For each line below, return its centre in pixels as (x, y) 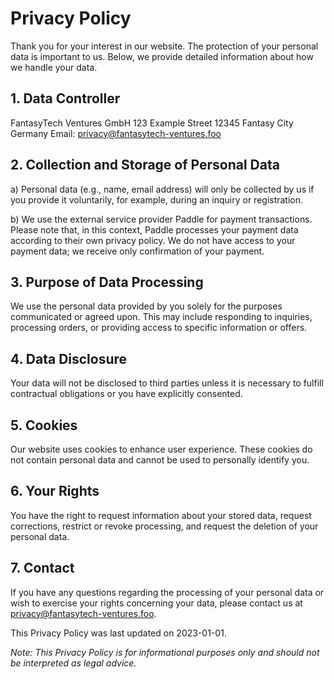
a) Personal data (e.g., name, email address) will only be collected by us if (162, 189)
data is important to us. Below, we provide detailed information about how (162, 56)
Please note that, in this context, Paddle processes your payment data (154, 229)
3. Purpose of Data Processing (107, 282)
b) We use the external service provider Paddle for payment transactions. (161, 219)
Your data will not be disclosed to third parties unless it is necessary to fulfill (167, 383)
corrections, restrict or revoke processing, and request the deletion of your (164, 526)
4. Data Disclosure (69, 358)
